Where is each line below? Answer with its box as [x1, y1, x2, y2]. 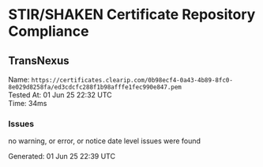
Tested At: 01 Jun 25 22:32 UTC [8, 90, 112, 100]
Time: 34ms [8, 99, 47, 108]
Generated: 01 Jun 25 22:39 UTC [8, 152, 116, 161]
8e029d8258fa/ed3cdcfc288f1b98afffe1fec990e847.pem [8, 83, 182, 91]
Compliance [8, 22, 89, 40]
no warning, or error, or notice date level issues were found [8, 136, 201, 146]
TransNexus [8, 54, 70, 67]
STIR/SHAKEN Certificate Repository [8, 6, 256, 24]
